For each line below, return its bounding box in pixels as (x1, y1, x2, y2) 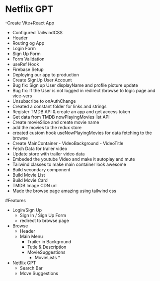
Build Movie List (12, 172, 45, 178)
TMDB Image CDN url (12, 182, 57, 188)
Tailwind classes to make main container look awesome (12, 161, 127, 167)
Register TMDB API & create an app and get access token (12, 108, 131, 115)
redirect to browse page (19, 217, 70, 223)
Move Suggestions (19, 270, 59, 276)
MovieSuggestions (27, 249, 66, 255)
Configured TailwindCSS (12, 29, 63, 35)
